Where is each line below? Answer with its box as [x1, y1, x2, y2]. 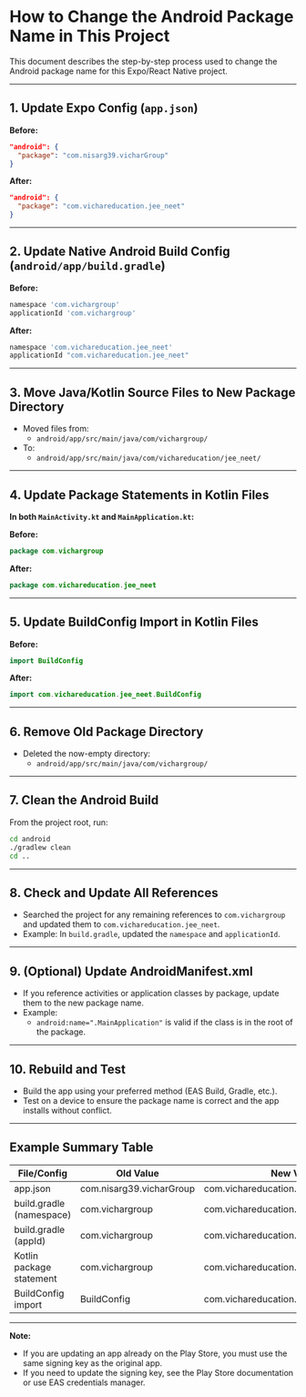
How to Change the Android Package [9, 6, 294, 27]
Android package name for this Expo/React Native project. [9, 66, 228, 76]
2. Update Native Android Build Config [9, 244, 230, 260]
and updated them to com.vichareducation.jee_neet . [22, 919, 220, 930]
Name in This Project [9, 25, 170, 46]
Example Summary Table [9, 1140, 154, 1156]
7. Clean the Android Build [9, 792, 159, 808]
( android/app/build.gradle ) [9, 258, 166, 274]
